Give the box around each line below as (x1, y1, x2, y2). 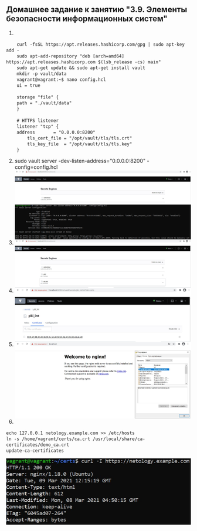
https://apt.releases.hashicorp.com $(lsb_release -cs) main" (6, 59, 161, 65)
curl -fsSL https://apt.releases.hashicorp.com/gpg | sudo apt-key (16, 41, 185, 47)
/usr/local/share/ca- (93, 436, 145, 442)
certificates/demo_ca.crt (6, 442, 69, 448)
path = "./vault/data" (16, 100, 72, 106)
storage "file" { (16, 94, 59, 100)
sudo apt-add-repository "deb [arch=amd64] (16, 53, 125, 59)
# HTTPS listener (16, 117, 59, 124)
